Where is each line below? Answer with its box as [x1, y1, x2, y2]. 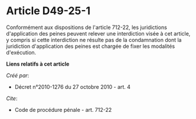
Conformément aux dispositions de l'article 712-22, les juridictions [6, 24, 167, 31]
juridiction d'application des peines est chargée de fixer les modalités [6, 43, 175, 50]
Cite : [6, 95, 18, 102]
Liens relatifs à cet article [6, 60, 70, 67]
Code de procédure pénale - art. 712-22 [14, 106, 112, 113]
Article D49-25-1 [6, 4, 91, 18]
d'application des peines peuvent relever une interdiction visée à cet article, [6, 30, 191, 37]
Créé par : [6, 72, 30, 79]
